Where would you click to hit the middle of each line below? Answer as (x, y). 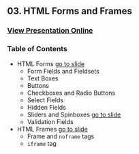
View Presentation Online (50, 31)
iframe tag (42, 143)
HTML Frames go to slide (52, 129)
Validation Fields (50, 121)
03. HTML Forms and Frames (70, 11)
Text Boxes (43, 78)
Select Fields (45, 100)
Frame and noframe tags (61, 136)
